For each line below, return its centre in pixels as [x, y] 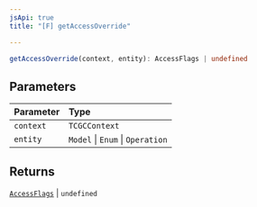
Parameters [43, 86]
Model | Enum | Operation [118, 139]
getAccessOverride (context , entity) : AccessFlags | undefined [128, 58]
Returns [32, 171]
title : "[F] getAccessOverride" [70, 26]
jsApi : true [32, 18]
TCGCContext [94, 126]
